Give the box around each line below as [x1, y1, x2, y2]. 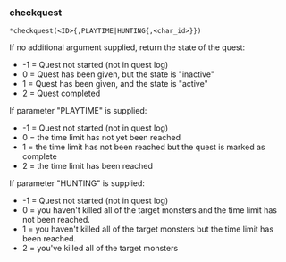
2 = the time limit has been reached [21, 161, 154, 172]
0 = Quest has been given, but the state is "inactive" [21, 69, 214, 80]
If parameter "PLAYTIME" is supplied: [9, 106, 147, 116]
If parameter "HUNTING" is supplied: [9, 178, 146, 189]
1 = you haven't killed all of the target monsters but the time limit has [21, 224, 274, 234]
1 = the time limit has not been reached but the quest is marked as [21, 141, 265, 153]
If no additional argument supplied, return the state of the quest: [9, 42, 246, 53]
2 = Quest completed [21, 88, 101, 99]
